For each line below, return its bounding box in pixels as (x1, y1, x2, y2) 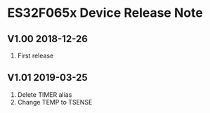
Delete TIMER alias (17, 90, 72, 99)
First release (17, 51, 54, 60)
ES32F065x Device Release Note (7, 5, 204, 21)
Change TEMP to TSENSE (17, 98, 93, 106)
